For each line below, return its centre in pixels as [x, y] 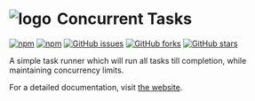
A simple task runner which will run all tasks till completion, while [128, 60]
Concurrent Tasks [124, 19]
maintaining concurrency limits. [67, 70]
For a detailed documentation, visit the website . [96, 87]
